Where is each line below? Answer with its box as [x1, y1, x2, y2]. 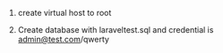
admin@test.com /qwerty [17, 34, 110, 44]
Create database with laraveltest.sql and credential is [17, 25, 214, 34]
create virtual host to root [17, 8, 112, 18]
